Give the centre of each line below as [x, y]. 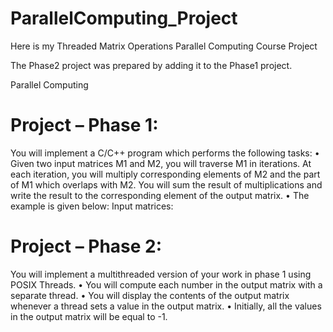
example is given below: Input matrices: [92, 206]
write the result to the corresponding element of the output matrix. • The [160, 195]
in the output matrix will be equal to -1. [89, 316]
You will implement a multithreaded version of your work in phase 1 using [161, 274]
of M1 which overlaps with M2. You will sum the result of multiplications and [166, 184]
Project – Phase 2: [86, 246]
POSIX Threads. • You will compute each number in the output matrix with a [166, 284]
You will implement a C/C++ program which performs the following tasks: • [165, 153]
